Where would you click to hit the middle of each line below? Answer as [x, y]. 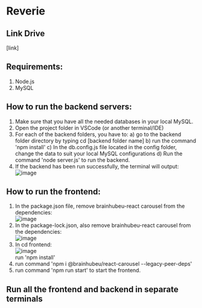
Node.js [25, 81]
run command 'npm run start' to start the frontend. [78, 271]
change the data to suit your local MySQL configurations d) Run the [99, 153]
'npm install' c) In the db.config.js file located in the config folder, [96, 147]
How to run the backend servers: [69, 107]
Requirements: [35, 67]
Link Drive [26, 34]
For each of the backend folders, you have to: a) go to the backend [98, 134]
